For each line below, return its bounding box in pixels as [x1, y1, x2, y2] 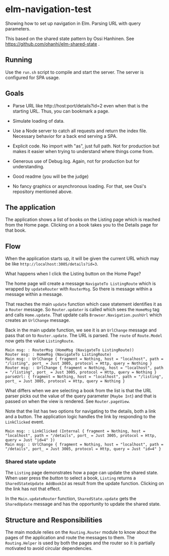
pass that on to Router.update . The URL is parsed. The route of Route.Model [5, 332, 162, 339]
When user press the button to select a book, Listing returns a [5, 475, 136, 481]
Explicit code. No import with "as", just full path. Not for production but [12, 143, 160, 149]
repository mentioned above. [12, 189, 73, 195]
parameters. [5, 25, 31, 31]
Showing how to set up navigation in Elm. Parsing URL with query [5, 20, 141, 26]
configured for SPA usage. [5, 75, 60, 81]
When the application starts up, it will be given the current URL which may [5, 255, 159, 262]
